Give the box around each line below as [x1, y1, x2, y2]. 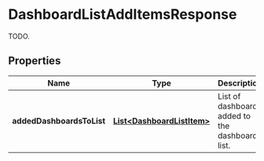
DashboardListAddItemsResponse [8, 5, 237, 24]
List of [217, 90, 241, 101]
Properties [8, 54, 61, 68]
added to [217, 110, 251, 121]
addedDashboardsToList [12, 115, 106, 126]
